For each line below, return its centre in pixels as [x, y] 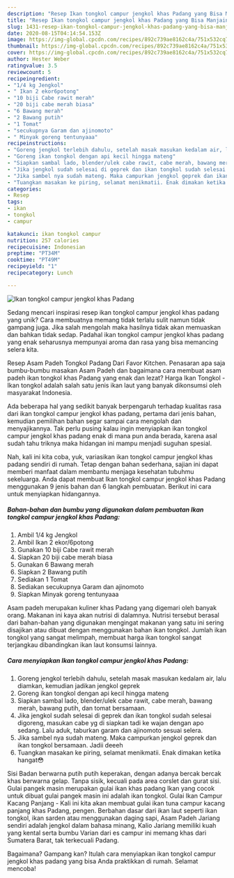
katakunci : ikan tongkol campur [54, 234]
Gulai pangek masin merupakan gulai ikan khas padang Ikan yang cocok [111, 788]
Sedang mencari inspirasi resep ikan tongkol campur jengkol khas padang [113, 312]
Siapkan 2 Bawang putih [52, 572]
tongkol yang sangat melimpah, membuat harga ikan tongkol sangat [104, 637]
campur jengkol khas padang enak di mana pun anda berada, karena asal [112, 436]
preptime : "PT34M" [34, 253]
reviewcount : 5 [29, 72]
